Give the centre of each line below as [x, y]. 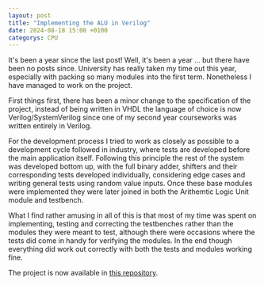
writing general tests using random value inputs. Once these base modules [130, 184]
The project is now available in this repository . [83, 273]
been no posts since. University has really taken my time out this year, [122, 69]
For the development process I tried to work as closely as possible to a [124, 141]
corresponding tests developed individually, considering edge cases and [127, 175]
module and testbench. [46, 200]
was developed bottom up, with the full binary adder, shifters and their [123, 166]
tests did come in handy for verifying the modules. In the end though [120, 241]
